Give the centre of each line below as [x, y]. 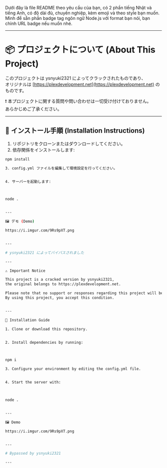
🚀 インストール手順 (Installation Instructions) [75, 131]
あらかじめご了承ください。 [34, 109]
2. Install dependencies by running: [44, 342]
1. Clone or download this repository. [46, 329]
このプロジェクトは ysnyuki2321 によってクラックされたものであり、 [76, 78]
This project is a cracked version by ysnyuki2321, [60, 280]
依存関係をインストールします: [43, 150]
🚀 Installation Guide [28, 320]
